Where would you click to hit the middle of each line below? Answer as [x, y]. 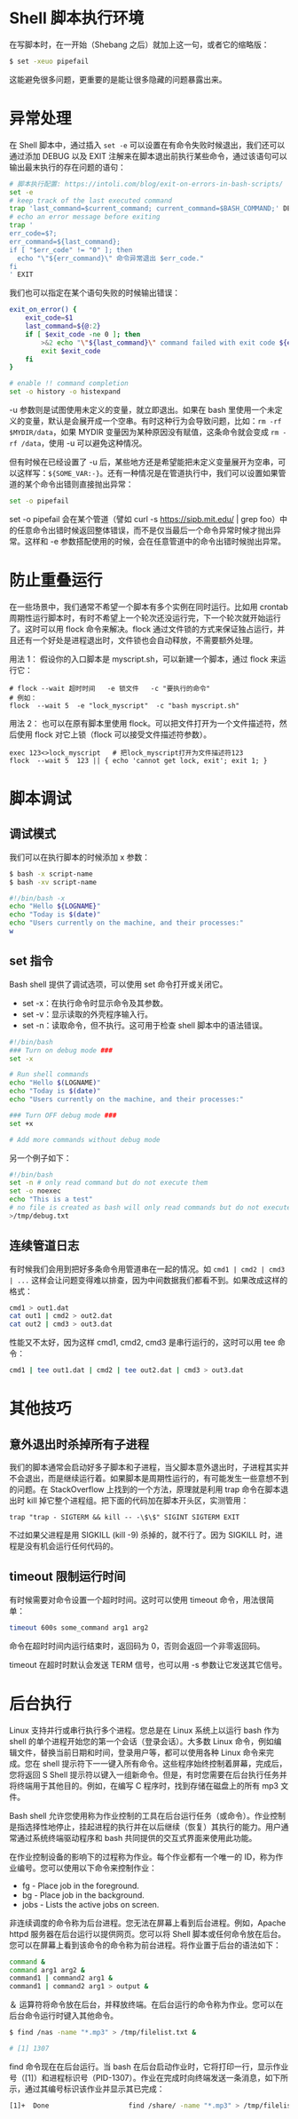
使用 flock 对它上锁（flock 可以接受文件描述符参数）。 [114, 734]
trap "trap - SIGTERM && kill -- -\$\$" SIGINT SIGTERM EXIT [125, 1518]
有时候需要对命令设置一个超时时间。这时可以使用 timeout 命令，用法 [134, 1599]
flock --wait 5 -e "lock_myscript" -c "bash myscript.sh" [125, 706]
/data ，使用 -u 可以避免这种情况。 [84, 443]
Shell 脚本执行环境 [77, 18]
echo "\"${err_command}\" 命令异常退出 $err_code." [110, 258]
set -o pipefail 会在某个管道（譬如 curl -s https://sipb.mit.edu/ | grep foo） [145, 519]
